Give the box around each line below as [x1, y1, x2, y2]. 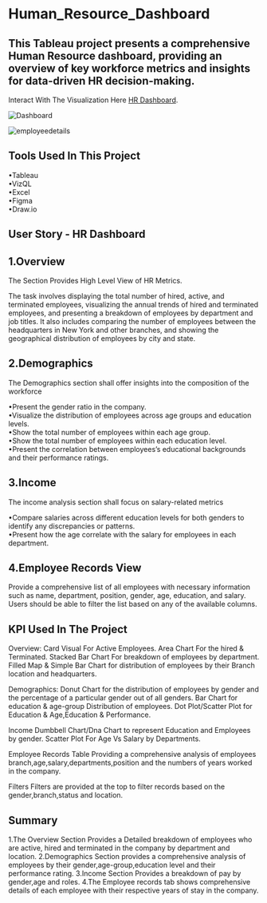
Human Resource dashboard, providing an [8, 49, 222, 62]
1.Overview [8, 255, 65, 268]
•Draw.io [8, 204, 37, 214]
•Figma [8, 196, 33, 205]
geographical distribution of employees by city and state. [8, 334, 196, 343]
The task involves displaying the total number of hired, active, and [8, 291, 225, 301]
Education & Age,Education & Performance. [8, 710, 151, 719]
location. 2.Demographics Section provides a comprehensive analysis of [8, 852, 246, 861]
